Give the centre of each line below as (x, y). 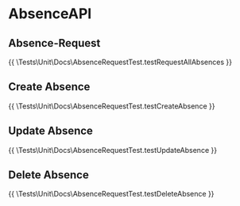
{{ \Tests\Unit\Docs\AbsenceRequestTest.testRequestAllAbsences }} (120, 62)
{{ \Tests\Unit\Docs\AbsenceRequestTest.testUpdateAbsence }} (112, 150)
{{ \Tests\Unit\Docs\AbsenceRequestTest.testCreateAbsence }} (112, 106)
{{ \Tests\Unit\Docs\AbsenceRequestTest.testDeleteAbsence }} (111, 194)
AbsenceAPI (50, 14)
